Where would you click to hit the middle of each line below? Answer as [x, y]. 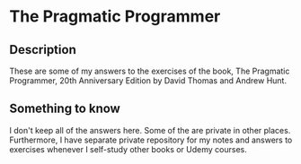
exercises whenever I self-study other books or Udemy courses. [128, 149]
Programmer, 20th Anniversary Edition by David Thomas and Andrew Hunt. [148, 81]
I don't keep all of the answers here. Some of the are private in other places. [150, 130]
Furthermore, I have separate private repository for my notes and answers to [151, 140]
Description [43, 50]
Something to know [65, 109]
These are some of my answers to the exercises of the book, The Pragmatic [150, 71]
